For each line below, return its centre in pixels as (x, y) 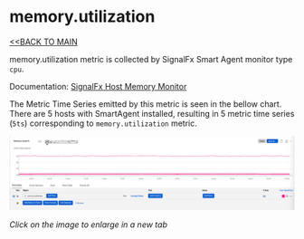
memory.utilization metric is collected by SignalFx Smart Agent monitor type (151, 59)
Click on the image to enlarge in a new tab (88, 225)
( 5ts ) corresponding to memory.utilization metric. (103, 123)
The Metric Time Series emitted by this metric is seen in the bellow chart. (146, 104)
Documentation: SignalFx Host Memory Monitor (98, 86)
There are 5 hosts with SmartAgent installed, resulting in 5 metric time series (152, 113)
